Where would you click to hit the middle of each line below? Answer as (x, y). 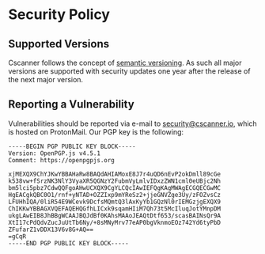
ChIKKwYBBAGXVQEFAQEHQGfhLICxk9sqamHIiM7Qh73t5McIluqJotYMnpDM (115, 209)
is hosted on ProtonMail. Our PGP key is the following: (96, 131)
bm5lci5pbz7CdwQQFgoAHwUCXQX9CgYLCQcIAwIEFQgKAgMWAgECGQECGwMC (115, 188)
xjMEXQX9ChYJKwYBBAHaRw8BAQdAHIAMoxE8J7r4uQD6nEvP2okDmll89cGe (115, 174)
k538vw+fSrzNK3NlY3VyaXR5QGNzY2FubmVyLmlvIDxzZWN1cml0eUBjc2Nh (115, 181)
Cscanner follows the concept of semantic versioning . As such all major (125, 63)
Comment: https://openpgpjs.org (61, 160)
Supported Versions (59, 44)
